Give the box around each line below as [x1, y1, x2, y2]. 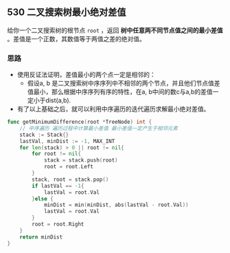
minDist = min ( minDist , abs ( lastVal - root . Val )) [43, 201, 189, 208]
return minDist [19, 233, 63, 241]
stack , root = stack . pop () [32, 176, 109, 183]
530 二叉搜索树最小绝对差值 [7, 6, 126, 19]
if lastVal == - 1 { [32, 182, 84, 189]
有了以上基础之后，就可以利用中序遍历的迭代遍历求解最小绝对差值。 [16, 105, 210, 113]
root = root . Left [43, 164, 94, 170]
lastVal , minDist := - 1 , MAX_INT [19, 137, 115, 144]
